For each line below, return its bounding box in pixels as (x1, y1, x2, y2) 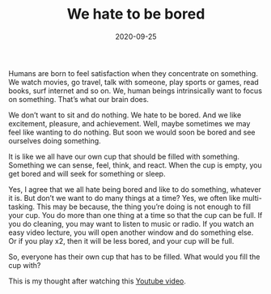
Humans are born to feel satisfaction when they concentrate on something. (8, 68, 259, 78)
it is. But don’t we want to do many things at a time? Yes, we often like (8, 193, 241, 202)
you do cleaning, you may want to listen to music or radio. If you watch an (8, 219, 255, 228)
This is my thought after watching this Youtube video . (8, 276, 186, 286)
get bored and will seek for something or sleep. (8, 168, 166, 178)
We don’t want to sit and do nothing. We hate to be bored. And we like (8, 110, 242, 120)
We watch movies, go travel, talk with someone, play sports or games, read (8, 77, 259, 87)
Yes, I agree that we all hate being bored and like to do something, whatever (8, 184, 261, 194)
